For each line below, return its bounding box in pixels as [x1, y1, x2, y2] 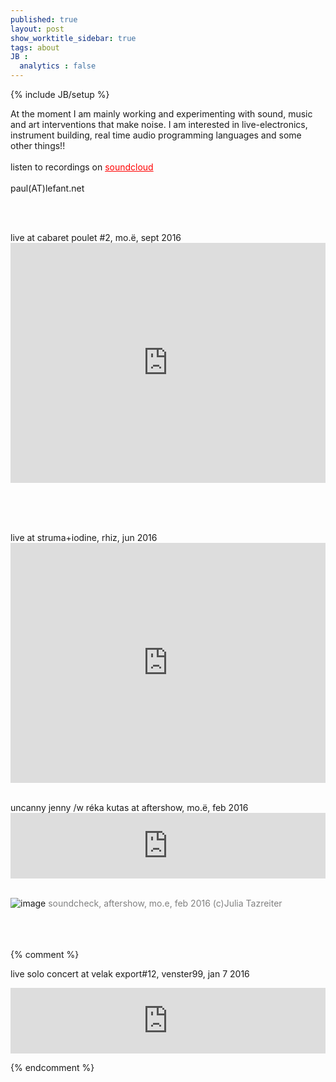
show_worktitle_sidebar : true [10, 33, 137, 43]
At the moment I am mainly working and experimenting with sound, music [10, 108, 313, 120]
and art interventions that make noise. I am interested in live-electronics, [10, 119, 308, 130]
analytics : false [19, 61, 97, 71]
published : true [10, 14, 78, 25]
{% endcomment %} [10, 1062, 95, 1073]
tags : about [10, 42, 60, 53]
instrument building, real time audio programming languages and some [10, 129, 302, 141]
